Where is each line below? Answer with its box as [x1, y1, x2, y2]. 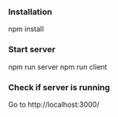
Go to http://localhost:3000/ [8, 100, 100, 109]
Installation [8, 6, 53, 17]
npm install [8, 25, 44, 34]
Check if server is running [8, 81, 111, 92]
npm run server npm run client [8, 62, 108, 71]
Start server [8, 44, 55, 55]
